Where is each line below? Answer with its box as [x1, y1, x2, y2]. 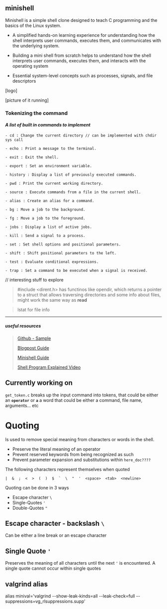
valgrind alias [5, 580, 48, 588]
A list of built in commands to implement [5, 122, 91, 128]
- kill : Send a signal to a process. [5, 233, 85, 238]
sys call [5, 137, 23, 142]
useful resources [5, 323, 41, 329]
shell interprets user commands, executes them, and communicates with [12, 37, 162, 43]
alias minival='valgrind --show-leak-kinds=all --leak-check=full [5, 593, 135, 599]
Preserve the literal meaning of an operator [12, 446, 101, 452]
